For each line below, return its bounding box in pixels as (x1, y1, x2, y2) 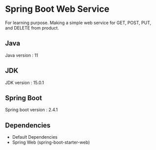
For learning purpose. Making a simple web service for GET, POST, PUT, (5, 20, 152, 26)
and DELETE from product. (5, 25, 59, 30)
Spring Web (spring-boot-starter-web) (12, 139, 90, 146)
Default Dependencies (12, 134, 58, 140)
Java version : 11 (5, 52, 38, 58)
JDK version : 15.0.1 (5, 80, 44, 86)
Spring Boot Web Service (5, 3, 109, 15)
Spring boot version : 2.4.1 (5, 107, 58, 113)
